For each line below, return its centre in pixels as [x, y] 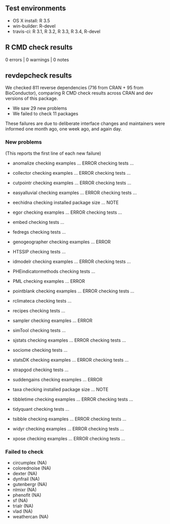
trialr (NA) [23, 506]
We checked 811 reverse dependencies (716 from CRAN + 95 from [74, 88]
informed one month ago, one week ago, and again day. [64, 129]
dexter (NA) [25, 474]
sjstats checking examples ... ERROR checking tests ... [69, 340]
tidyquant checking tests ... [41, 409]
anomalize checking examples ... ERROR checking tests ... [73, 163]
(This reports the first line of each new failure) [53, 153]
